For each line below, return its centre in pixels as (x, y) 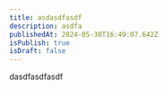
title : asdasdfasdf (46, 18)
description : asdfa (46, 26)
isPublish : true (40, 43)
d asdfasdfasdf (36, 76)
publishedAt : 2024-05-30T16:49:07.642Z (84, 34)
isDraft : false (38, 51)
